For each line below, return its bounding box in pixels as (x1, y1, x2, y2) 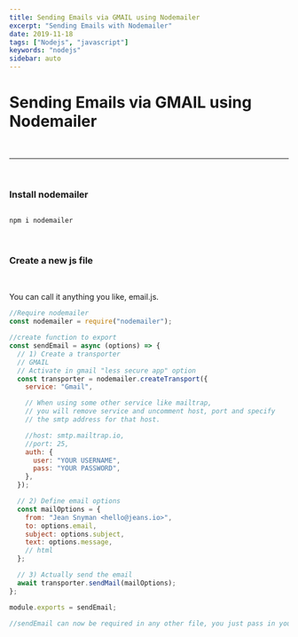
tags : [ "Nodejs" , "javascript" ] (9, 37, 129, 47)
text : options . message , (25, 538, 114, 547)
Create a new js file (9, 255, 93, 267)
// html (25, 547, 53, 555)
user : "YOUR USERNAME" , (32, 456, 122, 465)
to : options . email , (25, 521, 98, 531)
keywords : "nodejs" (9, 46, 82, 55)
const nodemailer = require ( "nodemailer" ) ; (9, 317, 173, 326)
